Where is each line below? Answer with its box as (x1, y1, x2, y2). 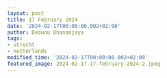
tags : (7, 35, 23, 42)
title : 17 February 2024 (7, 16, 78, 23)
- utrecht (7, 41, 36, 48)
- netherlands (7, 48, 48, 55)
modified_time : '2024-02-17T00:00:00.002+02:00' (7, 54, 149, 61)
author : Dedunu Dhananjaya (7, 28, 84, 36)
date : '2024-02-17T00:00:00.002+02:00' (7, 22, 121, 29)
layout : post (7, 9, 44, 17)
